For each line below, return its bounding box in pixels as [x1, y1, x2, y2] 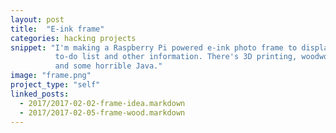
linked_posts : [10, 89, 70, 99]
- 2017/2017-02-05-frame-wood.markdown [19, 107, 186, 118]
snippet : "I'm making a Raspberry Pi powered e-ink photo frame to [10, 42, 298, 53]
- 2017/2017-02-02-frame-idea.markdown [19, 98, 186, 108]
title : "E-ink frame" [10, 24, 105, 34]
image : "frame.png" [10, 71, 92, 81]
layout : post [10, 14, 65, 25]
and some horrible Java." [54, 61, 163, 71]
